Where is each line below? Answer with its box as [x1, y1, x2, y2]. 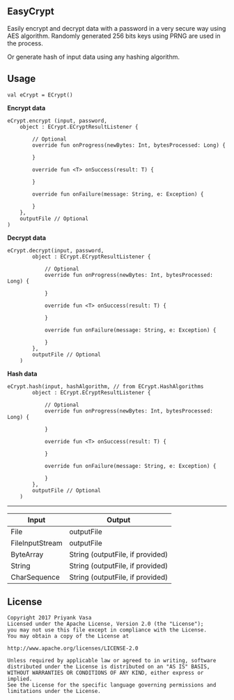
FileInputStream [10, 538, 63, 548]
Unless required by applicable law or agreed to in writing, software [7, 657, 217, 664]
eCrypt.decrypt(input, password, [7, 247, 104, 254]
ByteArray [10, 549, 44, 559]
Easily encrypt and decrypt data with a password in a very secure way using [7, 24, 226, 32]
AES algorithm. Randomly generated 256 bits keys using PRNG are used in [7, 31, 221, 40]
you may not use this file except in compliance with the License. [7, 627, 208, 634]
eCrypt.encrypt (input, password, [7, 117, 108, 124]
